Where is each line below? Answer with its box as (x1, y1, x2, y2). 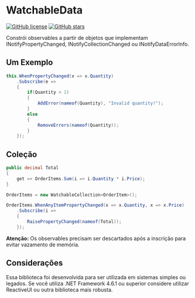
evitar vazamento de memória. (6, 241, 80, 248)
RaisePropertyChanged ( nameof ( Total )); (27, 219, 122, 225)
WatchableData (6, 4, 83, 17)
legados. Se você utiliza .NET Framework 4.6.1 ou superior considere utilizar (6, 280, 189, 287)
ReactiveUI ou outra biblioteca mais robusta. (6, 286, 113, 293)
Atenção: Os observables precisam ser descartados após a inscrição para (6, 235, 186, 242)
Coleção (6, 149, 37, 159)
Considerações (6, 258, 63, 268)
